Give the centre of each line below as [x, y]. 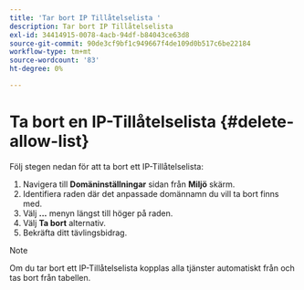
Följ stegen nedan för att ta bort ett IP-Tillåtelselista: [106, 166]
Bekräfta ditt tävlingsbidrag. [75, 233]
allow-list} [49, 141]
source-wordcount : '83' [55, 60]
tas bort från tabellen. [50, 277]
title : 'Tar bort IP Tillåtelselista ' [85, 18]
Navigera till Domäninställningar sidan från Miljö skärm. [129, 184]
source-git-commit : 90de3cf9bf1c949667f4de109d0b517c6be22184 [130, 43]
